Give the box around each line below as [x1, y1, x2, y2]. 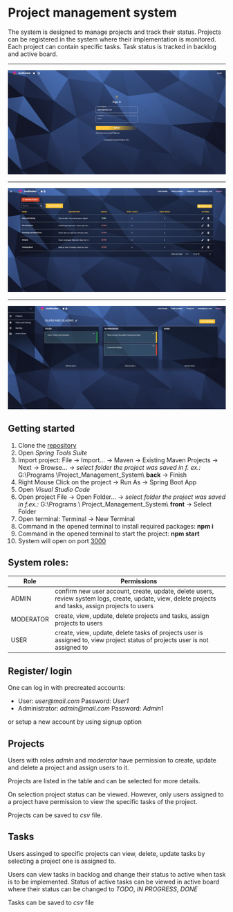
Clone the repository [17, 441, 77, 449]
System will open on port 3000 [17, 536, 106, 545]
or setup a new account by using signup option [8, 718, 142, 726]
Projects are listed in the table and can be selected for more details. [8, 777, 201, 785]
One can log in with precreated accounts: [8, 684, 126, 692]
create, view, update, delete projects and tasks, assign [55, 611, 209, 620]
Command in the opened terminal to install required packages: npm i [17, 522, 214, 530]
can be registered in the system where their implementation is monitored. [8, 35, 216, 43]
